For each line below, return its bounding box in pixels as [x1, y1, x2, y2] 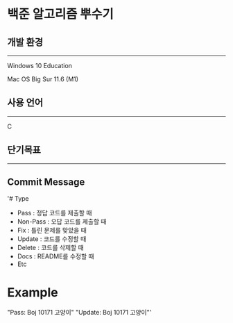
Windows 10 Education [7, 62, 73, 69]
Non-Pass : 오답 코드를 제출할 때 [17, 217, 107, 226]
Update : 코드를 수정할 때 [17, 235, 87, 243]
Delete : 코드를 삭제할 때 [17, 244, 85, 252]
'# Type [7, 194, 29, 203]
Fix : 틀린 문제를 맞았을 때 [17, 226, 87, 235]
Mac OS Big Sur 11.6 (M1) [7, 75, 78, 83]
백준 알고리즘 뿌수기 [7, 6, 114, 22]
